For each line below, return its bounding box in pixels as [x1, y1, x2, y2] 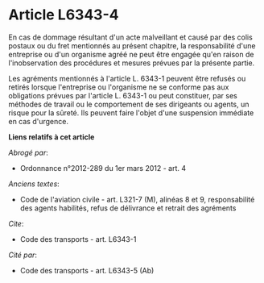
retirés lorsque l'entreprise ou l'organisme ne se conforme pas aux [8, 82, 229, 92]
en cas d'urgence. [8, 116, 68, 126]
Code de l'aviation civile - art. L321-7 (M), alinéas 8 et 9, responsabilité [19, 194, 255, 204]
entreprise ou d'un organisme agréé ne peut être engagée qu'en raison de [8, 49, 254, 59]
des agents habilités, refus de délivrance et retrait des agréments [19, 203, 237, 213]
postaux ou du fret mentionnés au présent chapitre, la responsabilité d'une [8, 40, 256, 50]
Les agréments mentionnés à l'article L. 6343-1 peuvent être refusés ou [8, 73, 246, 83]
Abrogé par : [8, 148, 48, 157]
